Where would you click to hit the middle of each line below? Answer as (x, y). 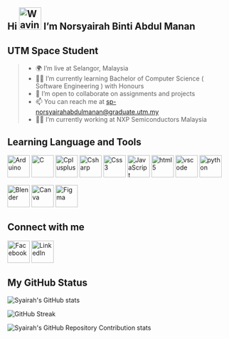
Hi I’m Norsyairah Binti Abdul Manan (101, 27)
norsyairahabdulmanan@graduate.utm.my (97, 112)
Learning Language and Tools (75, 142)
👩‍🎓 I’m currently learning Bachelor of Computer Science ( (119, 78)
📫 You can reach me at (70, 102)
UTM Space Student (53, 51)
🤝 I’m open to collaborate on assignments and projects (115, 94)
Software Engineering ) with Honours (90, 86)
